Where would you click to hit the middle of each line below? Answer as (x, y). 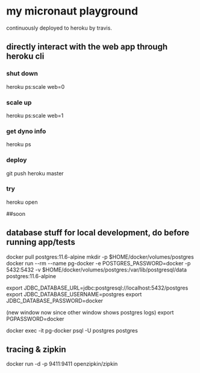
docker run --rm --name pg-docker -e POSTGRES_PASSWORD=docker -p (98, 263)
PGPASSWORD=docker (35, 319)
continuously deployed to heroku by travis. (59, 28)
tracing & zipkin (36, 350)
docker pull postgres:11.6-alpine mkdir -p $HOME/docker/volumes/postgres (100, 257)
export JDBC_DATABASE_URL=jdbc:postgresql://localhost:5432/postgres (97, 288)
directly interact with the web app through (87, 47)
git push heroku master (35, 173)
